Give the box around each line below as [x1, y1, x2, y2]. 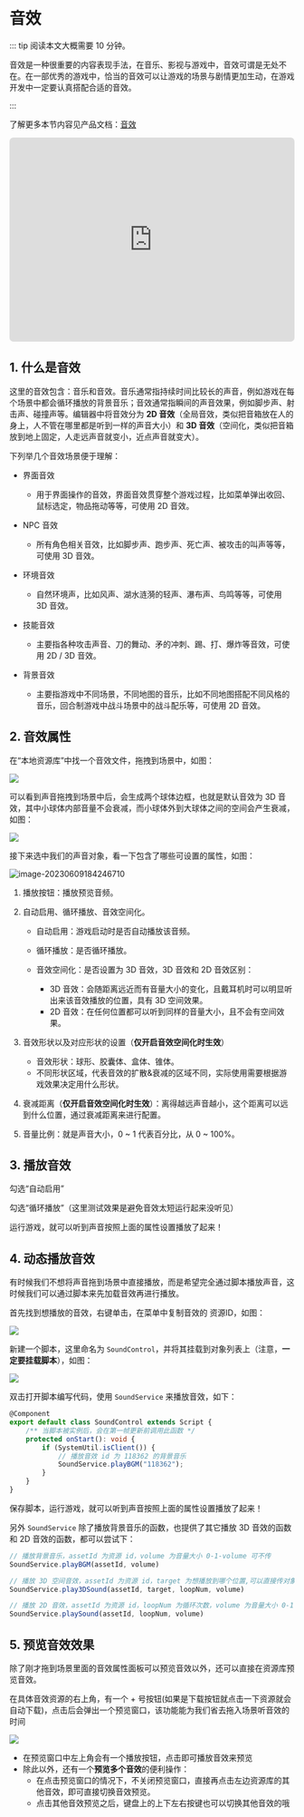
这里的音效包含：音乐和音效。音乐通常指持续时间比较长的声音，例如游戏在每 [9, 386, 295, 396]
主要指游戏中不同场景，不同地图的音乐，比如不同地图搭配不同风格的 [35, 689, 290, 699]
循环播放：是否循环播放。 [35, 944, 132, 955]
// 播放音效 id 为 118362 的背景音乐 [57, 1451, 187, 1460]
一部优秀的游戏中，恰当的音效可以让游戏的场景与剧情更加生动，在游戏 [33, 70, 295, 82]
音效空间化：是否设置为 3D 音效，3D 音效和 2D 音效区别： [35, 963, 254, 975]
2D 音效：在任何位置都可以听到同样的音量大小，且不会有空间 [49, 1006, 277, 1017]
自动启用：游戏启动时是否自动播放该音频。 [35, 925, 195, 936]
